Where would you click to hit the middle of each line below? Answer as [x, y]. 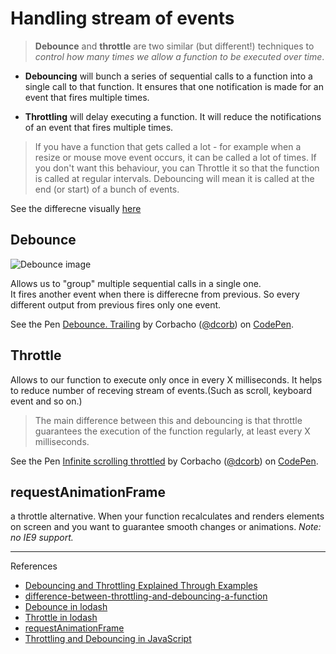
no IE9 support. [42, 538]
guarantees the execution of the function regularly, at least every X [172, 431]
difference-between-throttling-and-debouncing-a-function [146, 596]
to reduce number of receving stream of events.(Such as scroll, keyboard [161, 390]
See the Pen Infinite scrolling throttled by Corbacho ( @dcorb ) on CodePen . [164, 461]
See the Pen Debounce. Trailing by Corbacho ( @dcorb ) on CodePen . [152, 324]
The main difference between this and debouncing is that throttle [168, 420]
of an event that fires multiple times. [99, 127]
